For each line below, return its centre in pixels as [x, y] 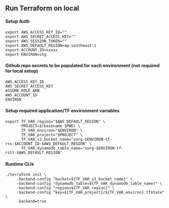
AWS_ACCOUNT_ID [21, 95]
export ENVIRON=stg [26, 54]
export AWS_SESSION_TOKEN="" [36, 41]
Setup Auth [18, 21]
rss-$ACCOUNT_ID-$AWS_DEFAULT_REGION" [46, 144]
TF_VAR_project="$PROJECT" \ [52, 135]
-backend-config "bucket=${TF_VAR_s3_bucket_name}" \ [75, 179]
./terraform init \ [26, 175]
